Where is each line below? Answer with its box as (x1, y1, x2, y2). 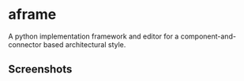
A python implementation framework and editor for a (8, 31, 179, 41)
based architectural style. (43, 39, 126, 49)
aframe (8, 6, 57, 24)
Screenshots (8, 63, 73, 76)
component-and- (180, 31, 237, 41)
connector (8, 39, 42, 49)
